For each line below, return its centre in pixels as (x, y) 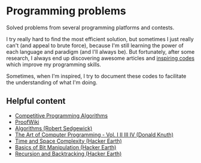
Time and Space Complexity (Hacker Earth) (68, 141)
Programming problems (66, 11)
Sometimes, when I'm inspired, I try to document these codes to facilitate (96, 76)
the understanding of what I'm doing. (52, 82)
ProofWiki (27, 122)
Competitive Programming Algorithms (61, 115)
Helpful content (36, 101)
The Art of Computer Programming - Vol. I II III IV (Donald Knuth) (94, 134)
